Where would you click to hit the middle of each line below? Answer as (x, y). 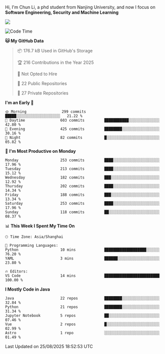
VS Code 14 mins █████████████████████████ (82, 276)
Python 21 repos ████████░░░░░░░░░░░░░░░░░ (82, 307)
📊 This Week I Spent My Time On (40, 226)
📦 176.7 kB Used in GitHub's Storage (55, 51)
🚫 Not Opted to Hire (37, 74)
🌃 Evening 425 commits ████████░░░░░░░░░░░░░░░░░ (82, 129)
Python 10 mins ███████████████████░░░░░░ (82, 250)
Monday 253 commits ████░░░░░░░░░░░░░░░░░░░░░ (82, 160)
